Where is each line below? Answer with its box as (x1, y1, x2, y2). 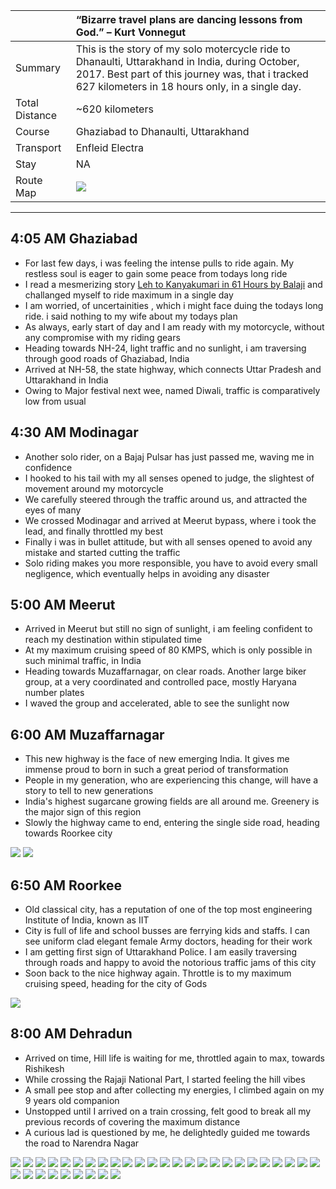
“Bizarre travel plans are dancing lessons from (75, 13, 303, 26)
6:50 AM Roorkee (10, 877, 122, 894)
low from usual (24, 395, 87, 407)
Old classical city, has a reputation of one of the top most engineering (24, 904, 313, 916)
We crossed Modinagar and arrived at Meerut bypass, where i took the (24, 514, 317, 526)
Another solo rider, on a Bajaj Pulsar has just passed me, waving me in (24, 450, 315, 463)
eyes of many (24, 504, 82, 516)
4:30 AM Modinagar (10, 424, 139, 441)
